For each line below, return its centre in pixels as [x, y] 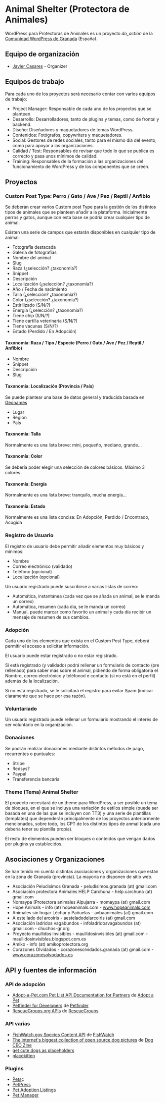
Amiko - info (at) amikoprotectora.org [50, 944]
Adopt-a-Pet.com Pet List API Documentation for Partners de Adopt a [83, 995]
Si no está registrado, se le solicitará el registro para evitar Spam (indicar [79, 691]
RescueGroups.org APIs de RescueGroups [55, 1011]
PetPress [21, 1085]
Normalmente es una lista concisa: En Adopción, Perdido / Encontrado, [77, 517]
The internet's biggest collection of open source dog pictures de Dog [83, 1040]
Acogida [14, 523]
